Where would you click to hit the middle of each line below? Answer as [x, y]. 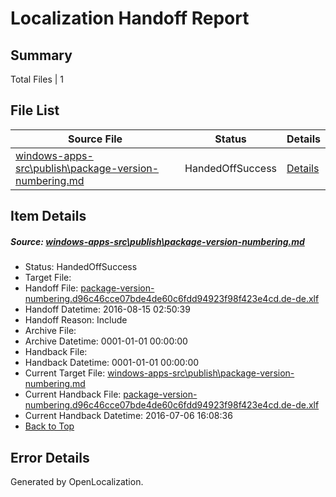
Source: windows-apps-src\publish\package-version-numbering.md [157, 241]
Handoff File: [51, 288]
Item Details [48, 216]
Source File [95, 139]
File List [35, 110]
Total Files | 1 [37, 79]
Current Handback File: [73, 394]
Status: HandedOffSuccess [81, 267]
